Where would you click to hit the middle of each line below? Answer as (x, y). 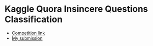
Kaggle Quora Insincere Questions (76, 9)
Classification (33, 19)
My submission (27, 38)
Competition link (28, 33)
